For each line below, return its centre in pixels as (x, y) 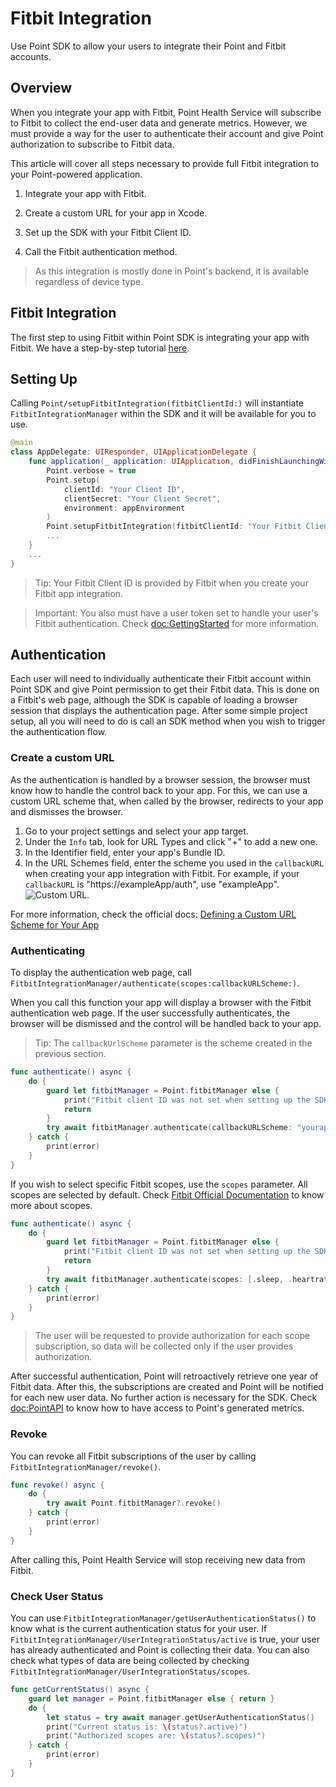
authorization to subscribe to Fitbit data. (92, 144)
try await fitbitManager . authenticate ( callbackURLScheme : (169, 1128)
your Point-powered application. (76, 174)
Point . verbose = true (91, 471)
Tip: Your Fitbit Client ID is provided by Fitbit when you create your (171, 583)
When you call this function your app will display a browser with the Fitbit (161, 1003)
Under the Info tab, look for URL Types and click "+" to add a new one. (171, 841)
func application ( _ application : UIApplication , (131, 462)
